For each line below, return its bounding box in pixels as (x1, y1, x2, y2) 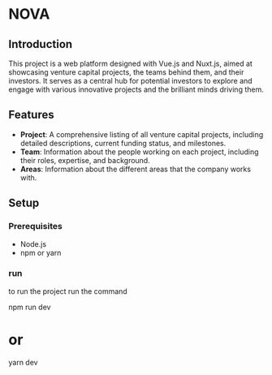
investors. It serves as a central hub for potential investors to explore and (8, 76, 253, 85)
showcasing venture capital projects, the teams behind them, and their (8, 67, 244, 77)
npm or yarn (19, 248, 62, 257)
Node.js (19, 239, 47, 248)
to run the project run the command (8, 286, 127, 296)
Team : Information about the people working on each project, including (19, 147, 259, 157)
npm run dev (8, 302, 51, 312)
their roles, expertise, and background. (19, 155, 150, 165)
